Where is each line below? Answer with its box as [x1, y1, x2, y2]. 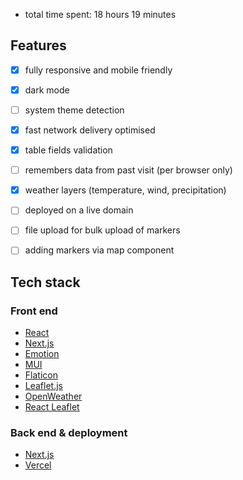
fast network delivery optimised [24, 124, 156, 136]
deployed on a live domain [24, 204, 134, 216]
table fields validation [24, 144, 113, 156]
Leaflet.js [24, 380, 64, 392]
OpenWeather [24, 390, 83, 403]
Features [10, 37, 67, 54]
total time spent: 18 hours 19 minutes [24, 9, 177, 20]
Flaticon [24, 369, 58, 381]
